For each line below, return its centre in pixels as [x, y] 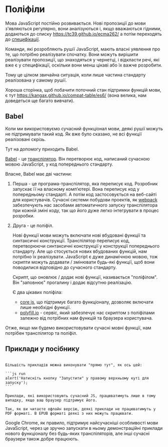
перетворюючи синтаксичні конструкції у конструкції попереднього [86, 246]
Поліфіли [25, 9]
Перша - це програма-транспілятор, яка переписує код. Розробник [85, 183]
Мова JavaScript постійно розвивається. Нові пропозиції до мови [75, 23]
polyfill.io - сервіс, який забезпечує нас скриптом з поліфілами [87, 313]
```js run [16, 374]
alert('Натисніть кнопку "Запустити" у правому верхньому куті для [77, 378]
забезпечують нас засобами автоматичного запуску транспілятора [85, 205]
